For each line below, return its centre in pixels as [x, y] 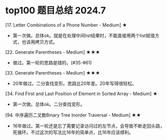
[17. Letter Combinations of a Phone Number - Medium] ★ [66, 25]
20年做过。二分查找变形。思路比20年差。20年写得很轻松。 [74, 83]
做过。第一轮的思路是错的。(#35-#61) [52, 62]
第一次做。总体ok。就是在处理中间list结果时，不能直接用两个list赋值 [84, 35]
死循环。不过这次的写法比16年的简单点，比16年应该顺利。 [73, 132]
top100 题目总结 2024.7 [55, 10]
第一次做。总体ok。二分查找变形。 [49, 104]
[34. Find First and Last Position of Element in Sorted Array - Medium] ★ [81, 94]
